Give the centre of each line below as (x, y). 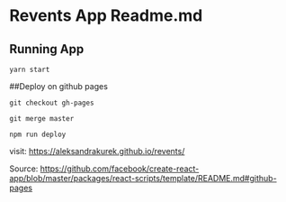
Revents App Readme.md (106, 16)
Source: (24, 169)
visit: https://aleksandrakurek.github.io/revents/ (97, 151)
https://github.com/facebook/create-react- (120, 169)
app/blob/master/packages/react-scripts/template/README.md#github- (143, 178)
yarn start (30, 69)
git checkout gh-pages (52, 103)
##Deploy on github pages (58, 86)
